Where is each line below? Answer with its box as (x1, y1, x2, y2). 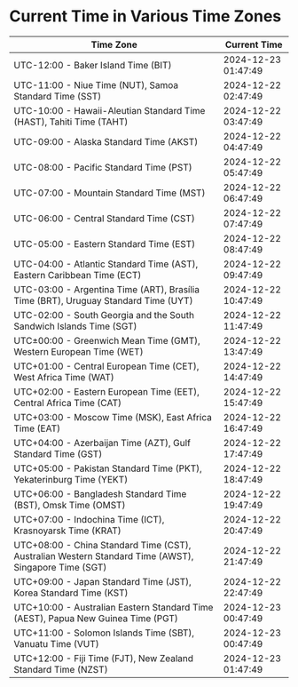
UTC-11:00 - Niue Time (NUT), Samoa (13, 78, 179, 91)
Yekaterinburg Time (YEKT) (13, 473, 129, 485)
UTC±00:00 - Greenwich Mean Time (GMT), (13, 334, 201, 347)
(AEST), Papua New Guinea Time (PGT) (13, 611, 179, 624)
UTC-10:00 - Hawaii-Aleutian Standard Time (13, 104, 206, 116)
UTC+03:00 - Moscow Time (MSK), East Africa (13, 411, 213, 423)
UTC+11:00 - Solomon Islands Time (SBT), (13, 627, 195, 639)
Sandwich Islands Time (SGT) (13, 320, 137, 332)
